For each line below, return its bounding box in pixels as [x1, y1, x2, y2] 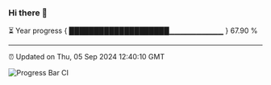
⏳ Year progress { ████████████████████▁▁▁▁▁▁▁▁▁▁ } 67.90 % [8, 26, 258, 35]
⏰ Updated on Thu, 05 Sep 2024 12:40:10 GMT [8, 52, 165, 62]
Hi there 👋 [8, 7, 48, 18]
